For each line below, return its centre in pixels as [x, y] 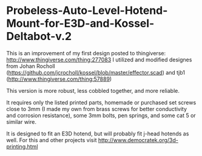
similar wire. [21, 121]
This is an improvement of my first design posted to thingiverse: [86, 53]
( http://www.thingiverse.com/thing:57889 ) [59, 79]
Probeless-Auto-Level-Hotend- [87, 11]
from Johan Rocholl [31, 66]
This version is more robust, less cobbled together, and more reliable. [93, 90]
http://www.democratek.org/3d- [138, 140]
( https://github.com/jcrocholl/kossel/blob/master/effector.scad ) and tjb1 [96, 72]
